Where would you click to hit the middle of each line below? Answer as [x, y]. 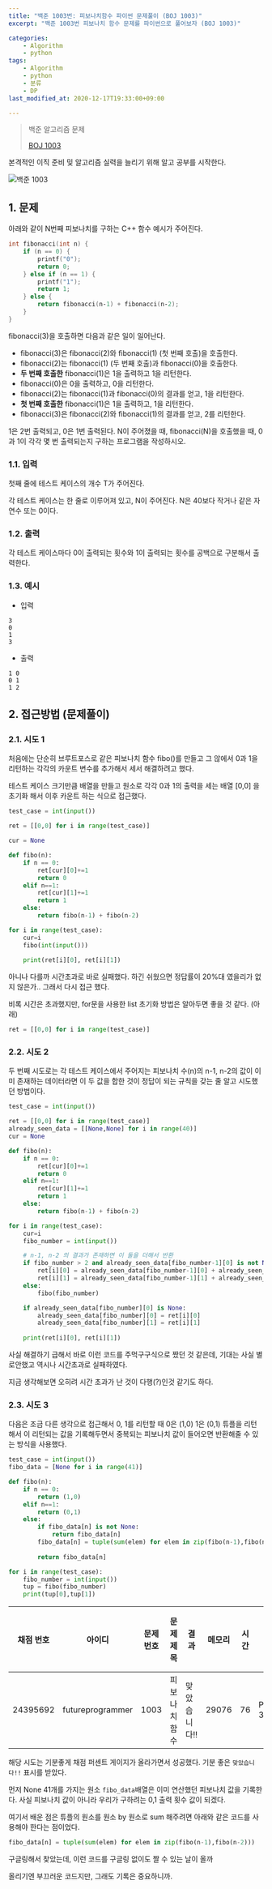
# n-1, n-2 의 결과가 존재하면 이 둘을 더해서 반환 [98, 1256]
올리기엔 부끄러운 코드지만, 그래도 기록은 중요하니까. [90, 1876]
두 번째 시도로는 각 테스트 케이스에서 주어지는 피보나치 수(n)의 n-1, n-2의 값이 [131, 1071]
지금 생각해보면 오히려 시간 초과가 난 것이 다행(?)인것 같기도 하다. [111, 1382]
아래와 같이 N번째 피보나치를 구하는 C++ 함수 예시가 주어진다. [106, 229]
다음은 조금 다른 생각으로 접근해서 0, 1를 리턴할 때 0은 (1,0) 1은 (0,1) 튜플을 [125, 1424]
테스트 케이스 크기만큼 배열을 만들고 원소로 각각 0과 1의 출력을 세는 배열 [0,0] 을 [134, 786]
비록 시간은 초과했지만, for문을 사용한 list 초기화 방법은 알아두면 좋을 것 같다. [129, 1004]
